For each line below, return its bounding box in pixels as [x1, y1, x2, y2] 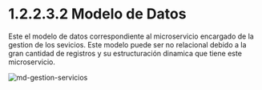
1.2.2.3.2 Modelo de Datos [8, 5, 187, 23]
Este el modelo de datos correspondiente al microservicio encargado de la [8, 31, 254, 41]
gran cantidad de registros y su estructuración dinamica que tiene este [8, 48, 243, 58]
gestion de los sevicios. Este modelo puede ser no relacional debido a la [8, 39, 247, 49]
